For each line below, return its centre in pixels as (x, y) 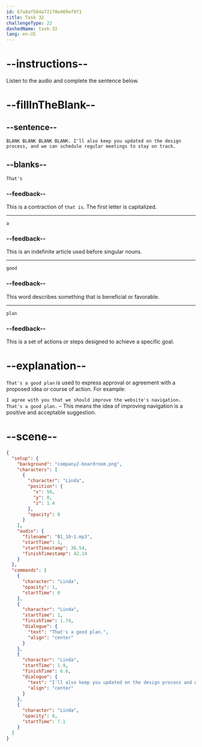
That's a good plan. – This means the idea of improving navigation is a (95, 406)
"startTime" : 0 (41, 593)
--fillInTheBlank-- (51, 105)
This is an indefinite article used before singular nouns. (74, 252)
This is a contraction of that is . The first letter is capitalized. (82, 207)
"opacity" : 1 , (40, 587)
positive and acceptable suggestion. (51, 412)
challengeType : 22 (29, 23)
